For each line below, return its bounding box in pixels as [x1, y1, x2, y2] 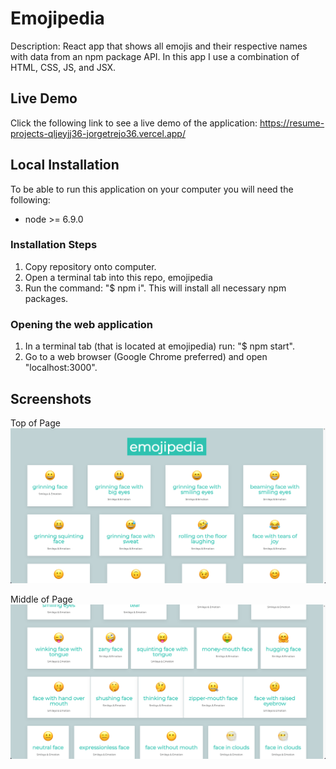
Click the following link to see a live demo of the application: [10, 117, 258, 129]
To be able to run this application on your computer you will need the [10, 183, 294, 195]
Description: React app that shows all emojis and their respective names [10, 40, 308, 52]
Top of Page [10, 417, 61, 429]
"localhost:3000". [24, 362, 98, 374]
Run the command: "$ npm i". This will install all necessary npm [24, 282, 287, 294]
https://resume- [259, 117, 325, 129]
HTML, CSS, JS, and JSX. [10, 61, 117, 73]
